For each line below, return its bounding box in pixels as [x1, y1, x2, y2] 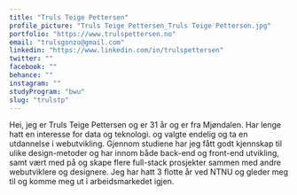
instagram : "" [9, 79, 62, 88]
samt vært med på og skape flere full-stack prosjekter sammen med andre [9, 157, 282, 168]
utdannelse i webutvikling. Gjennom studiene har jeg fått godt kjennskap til [9, 138, 282, 149]
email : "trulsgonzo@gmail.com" [9, 37, 125, 47]
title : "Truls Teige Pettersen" [9, 12, 129, 22]
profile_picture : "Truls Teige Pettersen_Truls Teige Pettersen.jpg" [9, 21, 272, 30]
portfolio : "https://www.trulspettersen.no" [9, 29, 176, 38]
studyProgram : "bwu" [9, 87, 86, 96]
